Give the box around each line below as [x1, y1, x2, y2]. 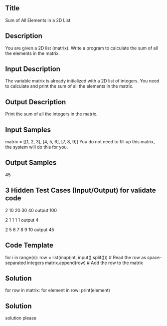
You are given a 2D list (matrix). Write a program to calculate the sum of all [5, 45, 158, 51]
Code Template [5, 241, 54, 250]
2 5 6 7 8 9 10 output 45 [5, 227, 54, 233]
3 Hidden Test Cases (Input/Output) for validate [5, 186, 156, 195]
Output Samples [5, 158, 57, 167]
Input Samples [5, 125, 51, 134]
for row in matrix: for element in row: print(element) [5, 287, 111, 294]
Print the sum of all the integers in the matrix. [5, 111, 98, 117]
